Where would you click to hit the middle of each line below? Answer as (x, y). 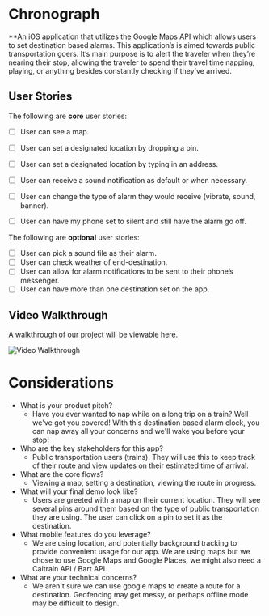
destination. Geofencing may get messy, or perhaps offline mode (140, 595)
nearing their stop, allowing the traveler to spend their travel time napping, (132, 62)
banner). (34, 206)
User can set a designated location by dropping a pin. (109, 147)
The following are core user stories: (68, 116)
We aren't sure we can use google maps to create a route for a (136, 586)
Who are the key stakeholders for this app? (92, 448)
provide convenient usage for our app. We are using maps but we (141, 552)
